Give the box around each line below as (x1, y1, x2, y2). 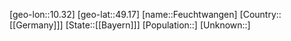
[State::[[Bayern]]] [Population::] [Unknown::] (65, 19, 251, 31)
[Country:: (239, 9, 282, 20)
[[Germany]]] (9, 19, 64, 31)
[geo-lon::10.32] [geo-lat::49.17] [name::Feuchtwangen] (9, 9, 238, 20)
